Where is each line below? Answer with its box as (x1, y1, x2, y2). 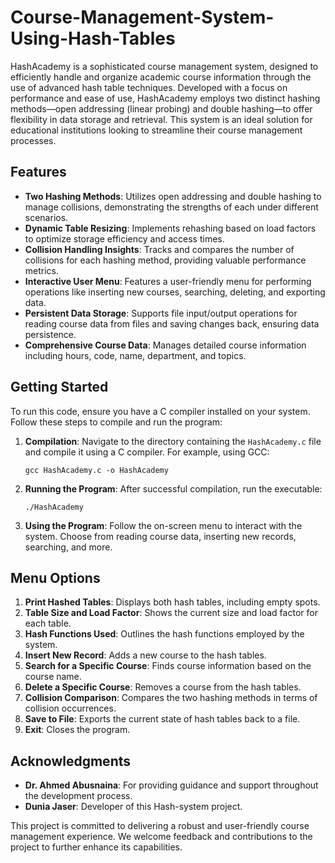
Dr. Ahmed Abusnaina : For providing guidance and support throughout (24, 779, 319, 791)
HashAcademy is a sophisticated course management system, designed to (10, 60, 319, 72)
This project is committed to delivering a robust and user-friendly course (10, 820, 310, 832)
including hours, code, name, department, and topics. (24, 349, 247, 361)
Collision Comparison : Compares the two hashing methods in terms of (24, 692, 318, 704)
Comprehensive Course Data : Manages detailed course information (24, 339, 307, 351)
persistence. (24, 328, 77, 340)
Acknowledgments (10, 752, 132, 770)
